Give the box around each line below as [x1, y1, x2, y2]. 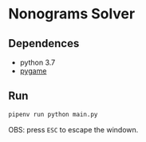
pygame [19, 66, 47, 76]
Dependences [8, 37, 80, 50]
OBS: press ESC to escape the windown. [8, 124, 139, 134]
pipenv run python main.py [8, 110, 98, 118]
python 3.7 [19, 57, 56, 67]
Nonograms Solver [8, 5, 136, 23]
